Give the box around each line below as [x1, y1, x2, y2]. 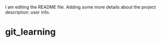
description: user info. [5, 9, 50, 15]
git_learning [5, 26, 56, 38]
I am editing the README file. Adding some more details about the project [5, 4, 156, 10]
